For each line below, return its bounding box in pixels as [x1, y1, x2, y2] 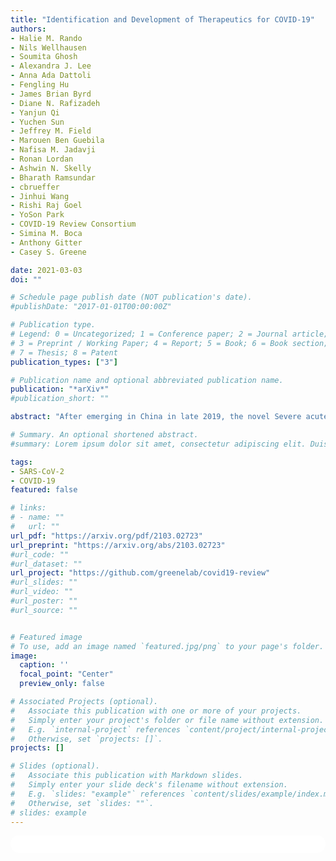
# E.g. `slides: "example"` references [10, 789, 186, 799]
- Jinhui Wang [10, 191, 70, 201]
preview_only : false [19, 679, 105, 689]
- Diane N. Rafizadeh [10, 98, 101, 108]
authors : [10, 24, 47, 34]
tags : [10, 457, 33, 467]
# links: [10, 503, 47, 513]
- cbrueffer [10, 182, 60, 192]
